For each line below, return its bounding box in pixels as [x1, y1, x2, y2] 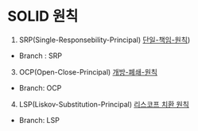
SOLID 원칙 [7, 7, 79, 25]
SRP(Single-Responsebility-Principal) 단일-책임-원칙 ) [18, 35, 191, 44]
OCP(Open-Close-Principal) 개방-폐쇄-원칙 [18, 67, 158, 76]
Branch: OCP [18, 83, 62, 92]
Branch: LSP [18, 115, 60, 125]
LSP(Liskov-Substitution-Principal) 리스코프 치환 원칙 [18, 99, 190, 109]
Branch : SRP [18, 51, 63, 60]
